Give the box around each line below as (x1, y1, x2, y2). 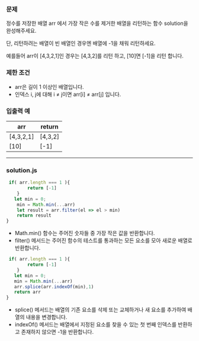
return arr (14, 289, 41, 295)
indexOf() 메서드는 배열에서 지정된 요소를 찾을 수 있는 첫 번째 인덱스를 (14, 321, 176, 328)
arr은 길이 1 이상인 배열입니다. (14, 83, 84, 90)
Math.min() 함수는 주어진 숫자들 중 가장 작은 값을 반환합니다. (14, 230, 155, 237)
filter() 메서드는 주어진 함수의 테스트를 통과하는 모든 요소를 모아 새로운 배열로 (14, 237, 192, 244)
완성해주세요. (6, 27, 37, 34)
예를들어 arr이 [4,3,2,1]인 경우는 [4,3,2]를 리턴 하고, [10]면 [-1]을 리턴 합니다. (6, 52, 184, 60)
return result (17, 213, 52, 218)
